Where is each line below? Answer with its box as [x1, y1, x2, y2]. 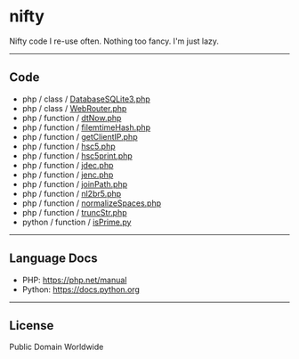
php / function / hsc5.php [21, 141, 116, 151]
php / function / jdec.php [21, 159, 114, 170]
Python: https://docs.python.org [21, 283, 141, 295]
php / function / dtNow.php [21, 112, 122, 123]
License [9, 318, 54, 333]
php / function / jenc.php [21, 169, 114, 180]
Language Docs [9, 251, 98, 266]
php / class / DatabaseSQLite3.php [21, 94, 151, 104]
